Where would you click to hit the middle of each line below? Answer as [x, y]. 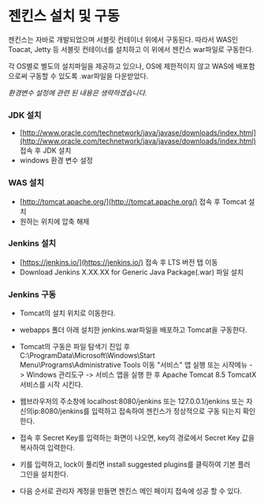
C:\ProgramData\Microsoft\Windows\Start [87, 356]
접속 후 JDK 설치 [45, 151]
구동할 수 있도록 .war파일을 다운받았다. [89, 76]
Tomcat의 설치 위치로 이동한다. [67, 313]
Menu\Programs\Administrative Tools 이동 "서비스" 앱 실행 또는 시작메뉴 [134, 365]
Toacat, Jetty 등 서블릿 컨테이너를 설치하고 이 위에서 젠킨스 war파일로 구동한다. [131, 49]
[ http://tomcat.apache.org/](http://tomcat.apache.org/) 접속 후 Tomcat [133, 201]
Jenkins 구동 [32, 294]
